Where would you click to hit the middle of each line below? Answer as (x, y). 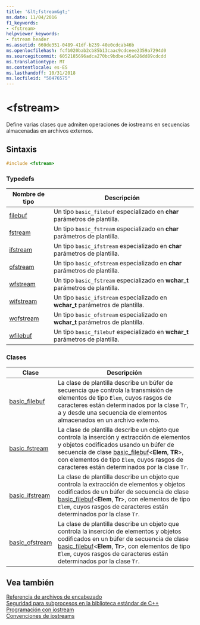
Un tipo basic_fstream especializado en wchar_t (121, 280)
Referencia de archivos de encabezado (54, 597)
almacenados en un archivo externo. (108, 420)
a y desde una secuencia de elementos (112, 413)
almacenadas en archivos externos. (50, 131)
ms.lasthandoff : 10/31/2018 (41, 73)
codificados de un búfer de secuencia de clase (123, 492)
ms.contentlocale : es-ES (37, 67)
